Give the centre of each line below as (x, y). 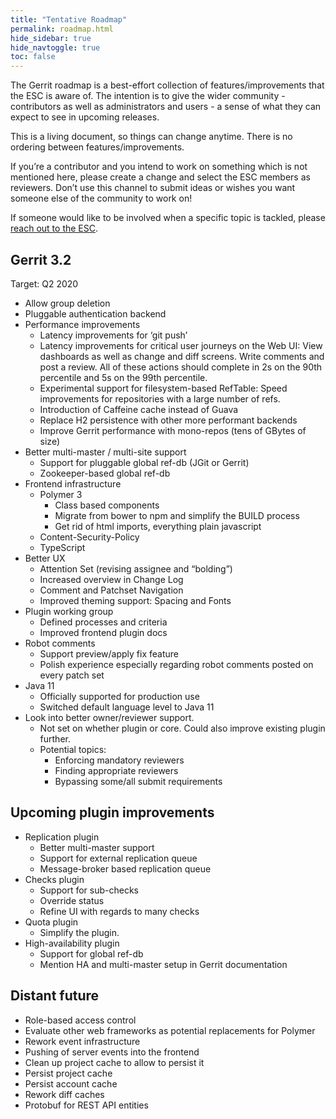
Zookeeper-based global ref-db (105, 473)
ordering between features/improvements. (97, 147)
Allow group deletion (67, 303)
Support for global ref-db (91, 953)
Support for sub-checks (89, 890)
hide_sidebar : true (51, 38)
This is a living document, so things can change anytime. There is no (151, 137)
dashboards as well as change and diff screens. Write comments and (182, 356)
